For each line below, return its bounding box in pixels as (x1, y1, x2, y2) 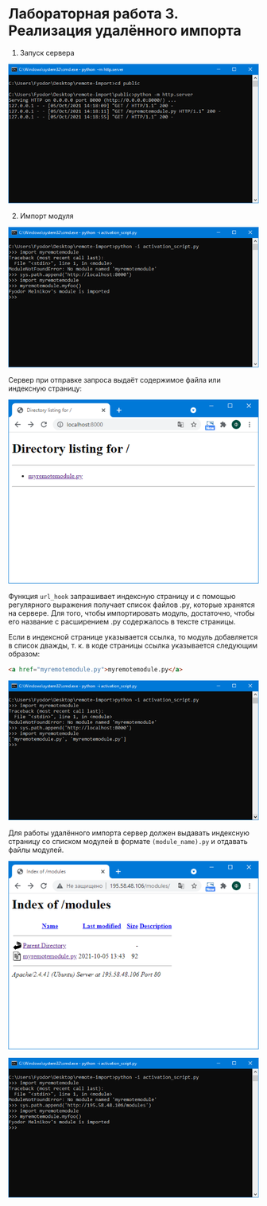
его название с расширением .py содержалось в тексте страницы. (8, 617, 236, 626)
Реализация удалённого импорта (8, 21, 242, 40)
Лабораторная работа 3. (8, 5, 179, 23)
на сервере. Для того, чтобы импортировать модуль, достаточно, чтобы (8, 608, 255, 617)
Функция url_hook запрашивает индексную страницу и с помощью (8, 591, 236, 601)
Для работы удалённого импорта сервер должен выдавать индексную (8, 828, 250, 838)
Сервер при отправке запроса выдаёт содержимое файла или (8, 375, 221, 384)
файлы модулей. (8, 845, 64, 855)
